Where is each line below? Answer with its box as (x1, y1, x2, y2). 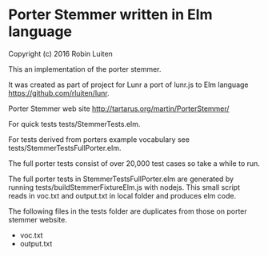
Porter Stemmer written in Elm (8, 6, 213, 24)
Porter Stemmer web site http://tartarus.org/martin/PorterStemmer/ (8, 104, 230, 113)
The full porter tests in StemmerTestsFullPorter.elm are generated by (8, 174, 234, 183)
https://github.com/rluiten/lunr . (8, 88, 110, 97)
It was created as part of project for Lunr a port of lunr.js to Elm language (8, 80, 249, 89)
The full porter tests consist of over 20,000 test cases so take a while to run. (8, 158, 260, 168)
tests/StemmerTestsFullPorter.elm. (8, 143, 122, 152)
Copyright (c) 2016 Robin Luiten (8, 49, 114, 58)
